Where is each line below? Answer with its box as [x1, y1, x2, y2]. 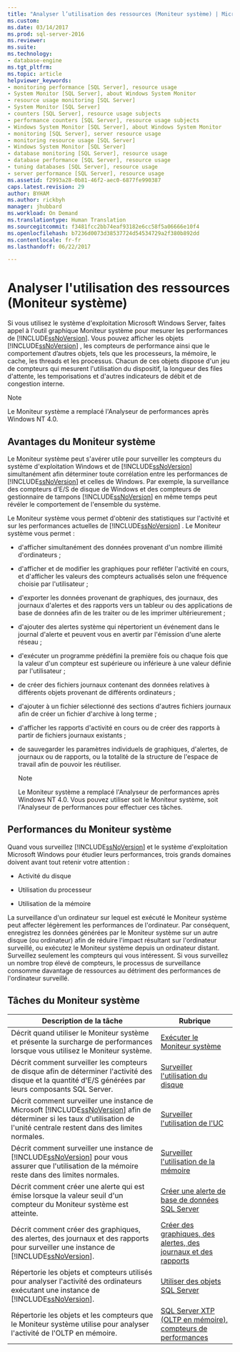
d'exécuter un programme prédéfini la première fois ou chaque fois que [17, 652, 229, 660]
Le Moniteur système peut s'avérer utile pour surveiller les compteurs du [7, 454, 221, 463]
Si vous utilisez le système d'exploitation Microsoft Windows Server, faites [7, 319, 226, 327]
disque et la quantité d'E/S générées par [11, 1075, 146, 1085]
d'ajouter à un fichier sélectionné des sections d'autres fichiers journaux [17, 702, 231, 710]
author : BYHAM [7, 190, 50, 197]
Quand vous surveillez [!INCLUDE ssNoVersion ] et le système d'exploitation [7, 842, 229, 851]
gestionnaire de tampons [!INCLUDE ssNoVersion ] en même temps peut [7, 492, 218, 501]
